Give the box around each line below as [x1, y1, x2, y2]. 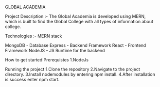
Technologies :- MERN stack [5, 33, 62, 39]
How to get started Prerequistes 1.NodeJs [5, 57, 89, 62]
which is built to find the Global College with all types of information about [5, 19, 154, 24]
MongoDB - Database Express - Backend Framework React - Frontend [5, 43, 146, 48]
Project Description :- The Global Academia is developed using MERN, [5, 14, 146, 19]
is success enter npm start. [5, 77, 60, 82]
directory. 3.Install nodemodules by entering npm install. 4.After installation [5, 72, 156, 77]
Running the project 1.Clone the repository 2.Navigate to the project [5, 66, 140, 72]
